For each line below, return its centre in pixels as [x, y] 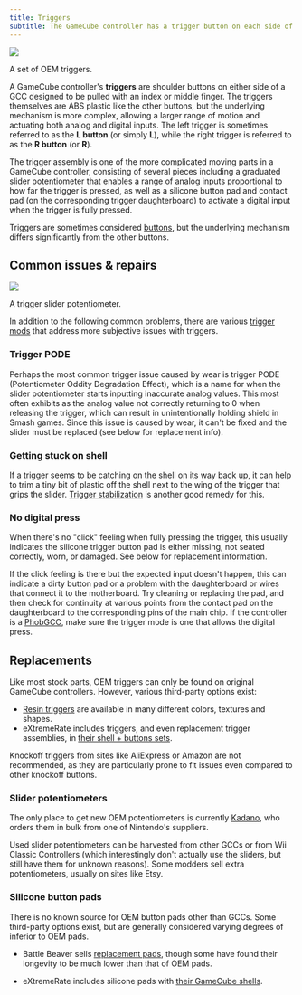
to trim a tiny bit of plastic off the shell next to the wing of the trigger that [145, 484]
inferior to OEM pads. [49, 936]
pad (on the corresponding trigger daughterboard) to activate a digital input [150, 200]
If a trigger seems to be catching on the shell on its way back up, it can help [151, 475]
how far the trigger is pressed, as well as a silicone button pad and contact [148, 190]
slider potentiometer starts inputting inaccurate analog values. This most [144, 393]
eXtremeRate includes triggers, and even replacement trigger [137, 728]
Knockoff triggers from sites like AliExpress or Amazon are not [125, 755]
